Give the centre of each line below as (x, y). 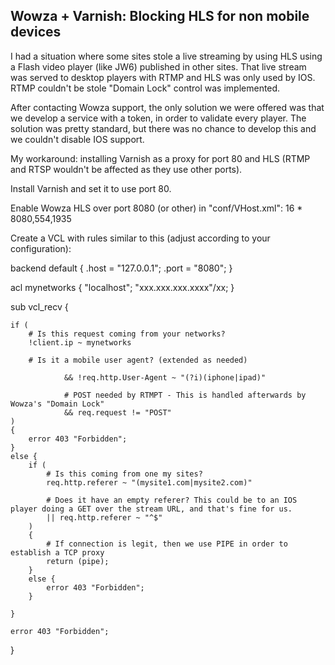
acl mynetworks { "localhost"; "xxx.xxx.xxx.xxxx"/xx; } (122, 287)
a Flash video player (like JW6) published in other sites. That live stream (158, 66)
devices (36, 32)
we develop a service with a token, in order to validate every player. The (158, 118)
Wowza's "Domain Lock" (57, 404)
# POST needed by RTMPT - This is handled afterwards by (185, 395)
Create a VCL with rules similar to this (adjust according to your (140, 238)
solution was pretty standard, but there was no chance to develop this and (163, 128)
